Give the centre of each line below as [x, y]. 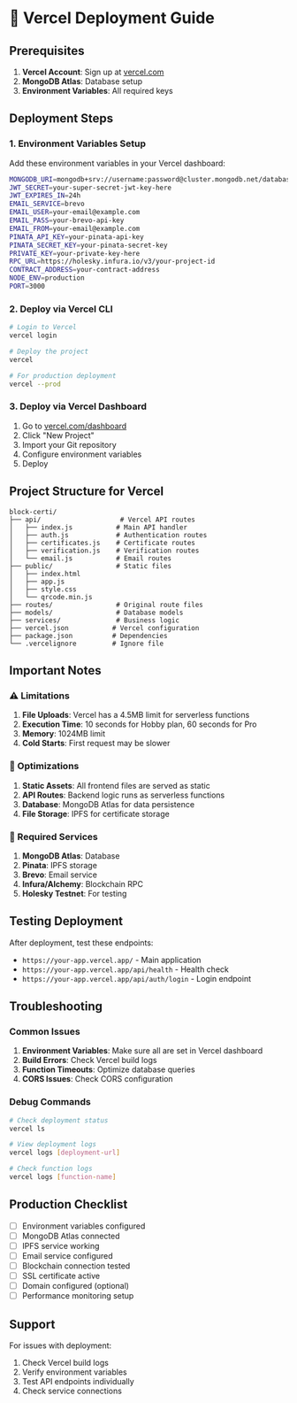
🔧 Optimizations [44, 767]
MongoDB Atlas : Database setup [82, 81]
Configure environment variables [82, 454]
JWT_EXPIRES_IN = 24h [45, 196]
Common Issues [45, 1032]
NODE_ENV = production [47, 278]
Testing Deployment [66, 921]
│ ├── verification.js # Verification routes [104, 551]
